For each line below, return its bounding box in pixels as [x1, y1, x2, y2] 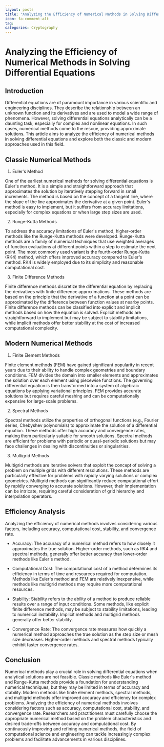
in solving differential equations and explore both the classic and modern [5, 136, 152, 142]
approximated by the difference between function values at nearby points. [5, 299, 154, 305]
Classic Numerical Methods [5, 155, 91, 164]
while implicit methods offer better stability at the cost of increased [5, 320, 140, 326]
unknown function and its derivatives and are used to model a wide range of [5, 110, 159, 116]
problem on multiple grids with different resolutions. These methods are [5, 467, 149, 473]
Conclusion [5, 655, 41, 664]
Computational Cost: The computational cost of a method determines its [12, 565, 158, 571]
